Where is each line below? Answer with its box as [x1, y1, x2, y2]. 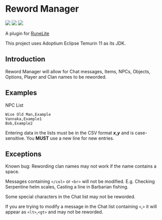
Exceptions [5, 149, 42, 158]
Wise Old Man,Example [5, 112, 51, 117]
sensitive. [5, 135, 25, 141]
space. [5, 169, 20, 175]
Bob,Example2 [5, 120, 33, 126]
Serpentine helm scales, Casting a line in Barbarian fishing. [5, 184, 128, 190]
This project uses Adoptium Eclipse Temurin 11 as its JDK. [5, 40, 126, 46]
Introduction [5, 55, 46, 64]
